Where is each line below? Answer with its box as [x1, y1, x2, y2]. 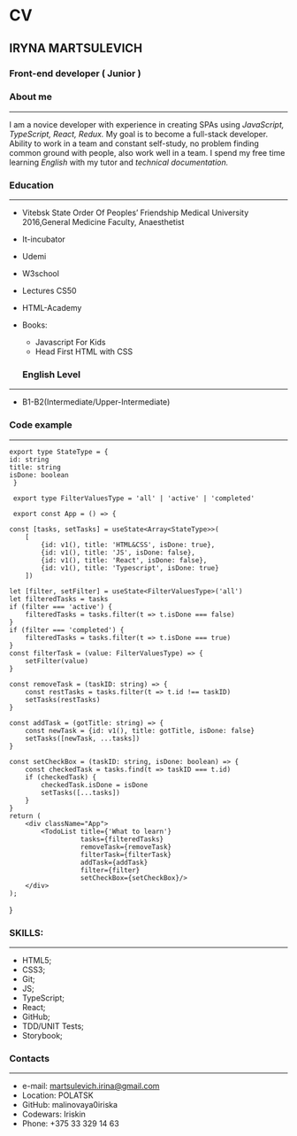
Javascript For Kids [34, 337, 106, 348]
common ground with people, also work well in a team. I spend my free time [9, 147, 286, 158]
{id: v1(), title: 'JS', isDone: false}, [41, 548, 196, 557]
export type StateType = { [9, 447, 109, 456]
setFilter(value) [25, 656, 89, 665]
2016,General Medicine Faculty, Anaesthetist [21, 217, 185, 228]
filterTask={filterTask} [80, 850, 172, 859]
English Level [21, 368, 81, 381]
